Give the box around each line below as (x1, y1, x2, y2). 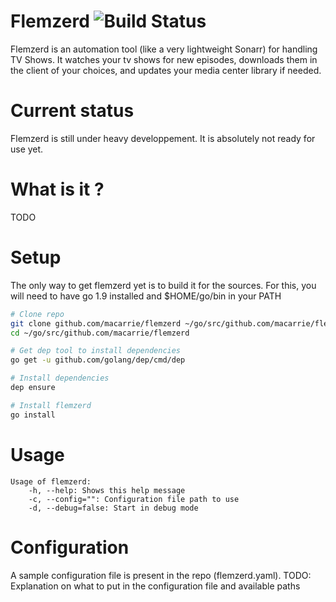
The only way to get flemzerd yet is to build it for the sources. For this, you (10, 279, 317, 291)
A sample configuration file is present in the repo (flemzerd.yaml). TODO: (10, 569, 312, 581)
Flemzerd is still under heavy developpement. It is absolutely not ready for (10, 132, 316, 144)
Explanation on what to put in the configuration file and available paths (10, 580, 301, 592)
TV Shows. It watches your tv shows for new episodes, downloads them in (10, 53, 318, 65)
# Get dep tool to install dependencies (10, 346, 182, 356)
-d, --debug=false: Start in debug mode (28, 503, 199, 513)
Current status (10, 100, 135, 122)
